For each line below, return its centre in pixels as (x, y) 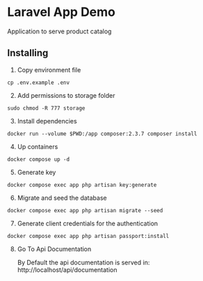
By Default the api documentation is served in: (83, 262)
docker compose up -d (39, 159)
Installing (28, 53)
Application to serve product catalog (59, 31)
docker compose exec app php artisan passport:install (88, 236)
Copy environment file (49, 69)
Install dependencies (47, 121)
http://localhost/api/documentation (67, 270)
